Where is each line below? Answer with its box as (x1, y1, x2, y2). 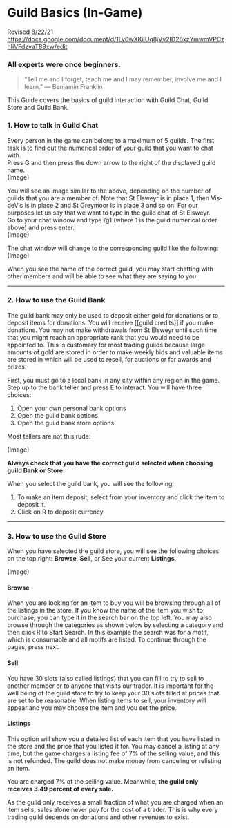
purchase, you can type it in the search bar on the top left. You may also (7, 613, 212, 622)
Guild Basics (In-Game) (7, 5, 143, 21)
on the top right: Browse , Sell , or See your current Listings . (7, 555, 177, 563)
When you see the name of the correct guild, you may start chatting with (7, 264, 214, 273)
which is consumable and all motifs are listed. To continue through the (7, 635, 206, 644)
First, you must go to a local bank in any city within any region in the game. (7, 376, 220, 384)
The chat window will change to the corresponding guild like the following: (7, 244, 219, 252)
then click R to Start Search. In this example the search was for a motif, (7, 628, 209, 637)
